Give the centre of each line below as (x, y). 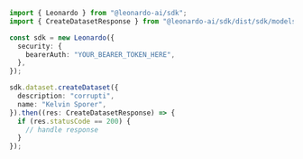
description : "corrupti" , (66, 96)
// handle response (62, 130)
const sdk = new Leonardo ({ (62, 37)
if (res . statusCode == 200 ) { (74, 121)
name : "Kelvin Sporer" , (62, 104)
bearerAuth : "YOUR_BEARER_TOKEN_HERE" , (101, 54)
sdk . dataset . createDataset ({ (64, 88)
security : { (40, 46)
